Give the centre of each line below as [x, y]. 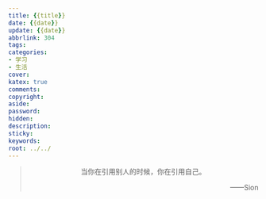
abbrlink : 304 [32, 38]
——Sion [244, 188]
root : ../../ [30, 148]
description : [30, 126]
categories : [28, 52]
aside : [19, 104]
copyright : [26, 97]
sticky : [21, 133]
